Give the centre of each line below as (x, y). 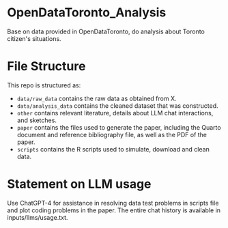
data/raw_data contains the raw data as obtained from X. (97, 98)
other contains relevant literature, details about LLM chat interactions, (115, 113)
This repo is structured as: (44, 85)
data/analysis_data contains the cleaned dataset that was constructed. (117, 105)
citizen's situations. (34, 38)
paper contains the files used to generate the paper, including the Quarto (119, 127)
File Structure (46, 67)
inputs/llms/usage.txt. (38, 217)
